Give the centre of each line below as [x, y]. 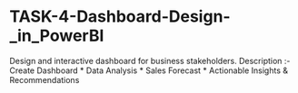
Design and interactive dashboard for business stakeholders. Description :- [150, 60]
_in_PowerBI [57, 36]
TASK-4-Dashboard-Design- [120, 17]
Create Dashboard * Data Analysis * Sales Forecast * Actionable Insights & [149, 70]
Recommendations [45, 79]
